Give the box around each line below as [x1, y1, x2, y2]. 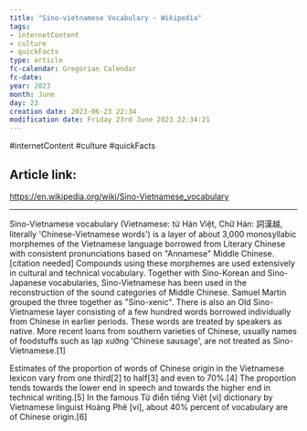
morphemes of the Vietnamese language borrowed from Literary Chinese [9, 238, 286, 249]
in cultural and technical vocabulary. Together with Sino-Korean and [9, 267, 266, 279]
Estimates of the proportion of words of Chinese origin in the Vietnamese [9, 363, 285, 373]
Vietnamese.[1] [9, 344, 66, 356]
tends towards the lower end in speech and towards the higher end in [9, 382, 271, 393]
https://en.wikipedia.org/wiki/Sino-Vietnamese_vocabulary [9, 191, 229, 202]
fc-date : [9, 73, 43, 82]
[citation [9, 258, 41, 268]
